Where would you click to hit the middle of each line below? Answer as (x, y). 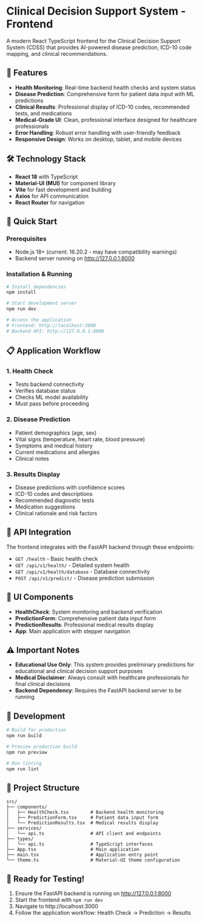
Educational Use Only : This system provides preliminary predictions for (105, 665)
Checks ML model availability (52, 397)
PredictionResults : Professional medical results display (84, 625)
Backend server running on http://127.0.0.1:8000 (75, 259)
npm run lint (23, 769)
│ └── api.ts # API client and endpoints (84, 834)
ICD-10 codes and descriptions (54, 493)
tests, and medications (43, 113)
